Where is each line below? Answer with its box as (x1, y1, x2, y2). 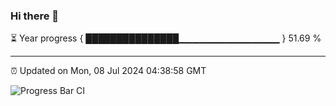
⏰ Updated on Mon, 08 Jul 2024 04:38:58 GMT (10, 65, 207, 77)
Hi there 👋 (10, 9, 60, 23)
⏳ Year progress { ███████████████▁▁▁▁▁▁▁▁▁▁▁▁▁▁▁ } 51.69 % (10, 32, 322, 44)
